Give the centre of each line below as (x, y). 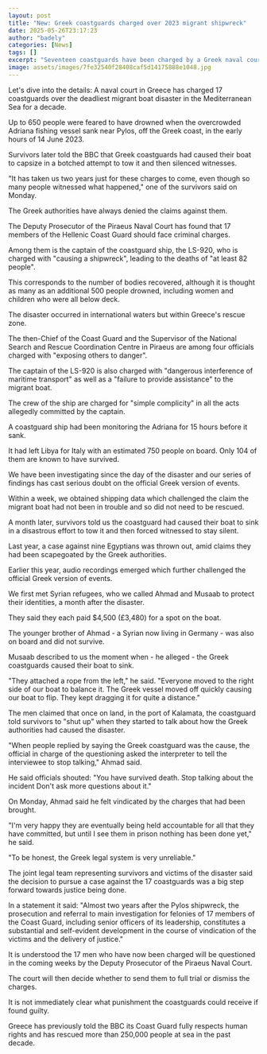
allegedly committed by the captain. (67, 411)
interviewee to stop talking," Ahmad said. (75, 762)
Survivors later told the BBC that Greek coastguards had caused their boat (130, 154)
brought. (22, 810)
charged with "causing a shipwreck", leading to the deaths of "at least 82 (128, 258)
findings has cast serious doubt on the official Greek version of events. (124, 482)
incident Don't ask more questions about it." (80, 786)
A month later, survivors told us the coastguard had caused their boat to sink (133, 522)
